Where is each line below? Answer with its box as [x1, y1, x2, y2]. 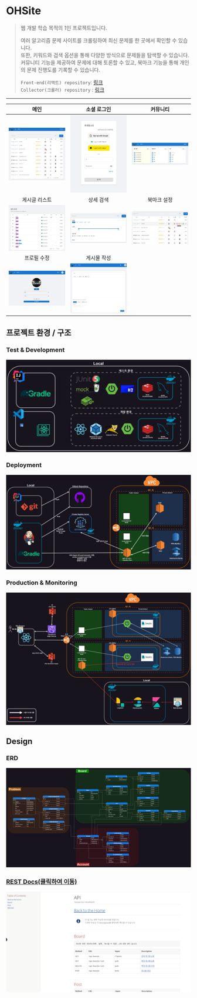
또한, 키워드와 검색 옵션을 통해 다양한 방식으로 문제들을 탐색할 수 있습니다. [20, 51, 189, 58]
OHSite [6, 4, 42, 18]
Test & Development [6, 346, 65, 354]
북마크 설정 [147, 196, 173, 204]
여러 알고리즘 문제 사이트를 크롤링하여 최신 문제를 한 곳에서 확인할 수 [20, 36, 177, 44]
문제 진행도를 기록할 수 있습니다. [26, 66, 101, 73]
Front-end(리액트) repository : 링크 [20, 78, 103, 86]
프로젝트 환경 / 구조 [6, 328, 72, 338]
